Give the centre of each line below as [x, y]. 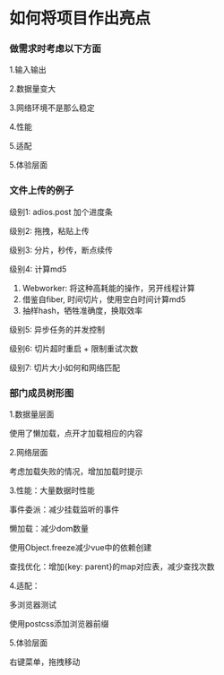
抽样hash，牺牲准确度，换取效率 [82, 310]
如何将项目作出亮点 [80, 18]
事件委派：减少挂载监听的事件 [64, 510]
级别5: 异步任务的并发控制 [57, 329]
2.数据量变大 [33, 89]
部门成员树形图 [42, 393]
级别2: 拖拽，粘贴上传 [49, 230]
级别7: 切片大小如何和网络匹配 [65, 368]
